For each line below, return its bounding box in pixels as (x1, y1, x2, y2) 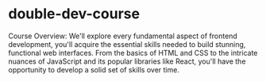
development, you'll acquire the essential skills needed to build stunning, (8, 39, 246, 49)
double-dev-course (8, 5, 141, 23)
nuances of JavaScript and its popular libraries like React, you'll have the (8, 57, 246, 66)
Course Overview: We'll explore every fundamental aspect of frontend (8, 31, 238, 41)
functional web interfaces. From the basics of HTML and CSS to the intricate (8, 48, 258, 57)
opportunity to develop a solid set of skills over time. (8, 64, 180, 74)
